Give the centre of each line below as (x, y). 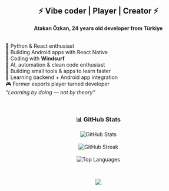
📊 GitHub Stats (98, 119)
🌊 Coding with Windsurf (35, 58)
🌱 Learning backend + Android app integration (62, 77)
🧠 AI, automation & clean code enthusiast (55, 64)
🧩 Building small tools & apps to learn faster (58, 71)
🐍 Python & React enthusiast (40, 46)
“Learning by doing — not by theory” (50, 92)
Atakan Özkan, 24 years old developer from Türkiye (98, 28)
